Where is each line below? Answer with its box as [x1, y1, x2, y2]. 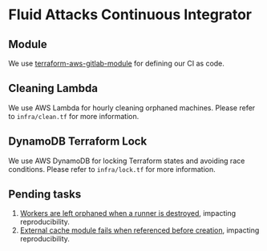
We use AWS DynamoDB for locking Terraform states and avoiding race [8, 156, 245, 165]
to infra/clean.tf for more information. [8, 111, 140, 121]
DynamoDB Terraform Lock [8, 134, 148, 149]
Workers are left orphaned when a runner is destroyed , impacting [19, 209, 237, 218]
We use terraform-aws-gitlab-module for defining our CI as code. [8, 58, 225, 68]
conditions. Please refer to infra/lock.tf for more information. [8, 164, 216, 173]
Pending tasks [8, 188, 82, 201]
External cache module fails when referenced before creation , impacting [19, 225, 260, 235]
